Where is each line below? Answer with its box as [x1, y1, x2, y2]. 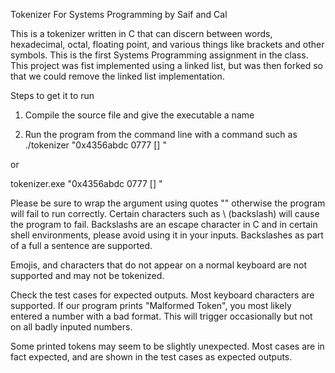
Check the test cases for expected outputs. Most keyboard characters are [10, 289, 315, 301]
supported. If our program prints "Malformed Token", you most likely [10, 300, 292, 311]
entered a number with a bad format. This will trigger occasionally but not [10, 310, 313, 322]
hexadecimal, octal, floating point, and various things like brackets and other [10, 39, 325, 50]
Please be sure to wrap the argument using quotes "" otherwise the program [10, 197, 326, 209]
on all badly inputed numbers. [10, 321, 133, 333]
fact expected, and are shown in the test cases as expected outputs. [10, 351, 293, 363]
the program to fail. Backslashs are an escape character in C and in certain [10, 219, 318, 230]
